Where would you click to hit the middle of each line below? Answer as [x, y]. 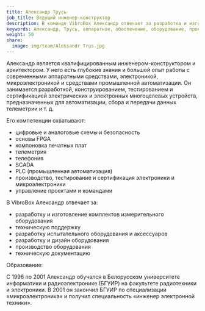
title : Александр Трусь [37, 12]
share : [15, 40]
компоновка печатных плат [51, 145]
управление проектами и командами [64, 190]
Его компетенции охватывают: [46, 120]
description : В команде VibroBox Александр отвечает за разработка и [97, 23]
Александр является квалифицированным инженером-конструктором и [101, 63]
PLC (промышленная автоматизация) [64, 171]
